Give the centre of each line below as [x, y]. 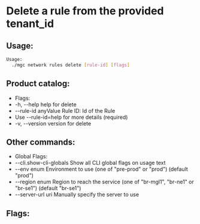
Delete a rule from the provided [85, 11]
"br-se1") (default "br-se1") [48, 188]
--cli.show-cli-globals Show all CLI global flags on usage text [90, 163]
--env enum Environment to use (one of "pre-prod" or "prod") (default [101, 169]
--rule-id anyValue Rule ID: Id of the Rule [65, 111]
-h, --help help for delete [46, 104]
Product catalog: [38, 84]
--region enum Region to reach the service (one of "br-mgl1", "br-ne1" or [104, 182]
